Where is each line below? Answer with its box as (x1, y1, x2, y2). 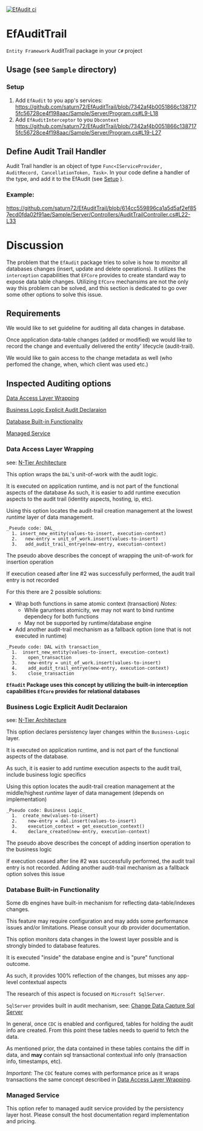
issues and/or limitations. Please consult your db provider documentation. (6, 924, 191, 931)
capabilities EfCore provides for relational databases (6, 687, 141, 695)
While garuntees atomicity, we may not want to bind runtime (24, 606, 175, 613)
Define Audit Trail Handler (6, 146, 107, 157)
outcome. (6, 961, 30, 968)
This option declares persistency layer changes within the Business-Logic (6, 728, 190, 735)
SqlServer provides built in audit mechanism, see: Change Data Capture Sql (6, 1002, 195, 1010)
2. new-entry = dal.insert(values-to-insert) (12, 818, 137, 824)
